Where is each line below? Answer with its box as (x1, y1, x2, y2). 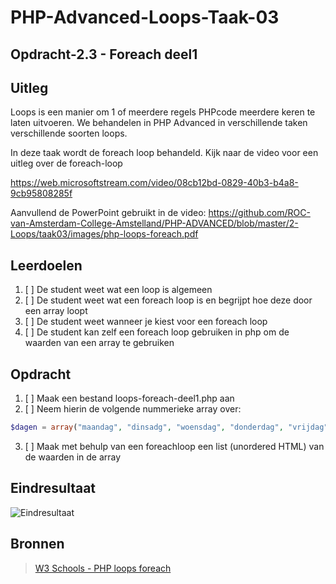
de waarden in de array (24, 451, 122, 463)
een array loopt (24, 305, 88, 317)
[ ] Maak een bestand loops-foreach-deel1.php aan (24, 392, 235, 405)
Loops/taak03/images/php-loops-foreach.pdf (10, 228, 199, 240)
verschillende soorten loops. (10, 127, 128, 140)
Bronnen (10, 536, 65, 553)
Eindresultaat (10, 480, 97, 497)
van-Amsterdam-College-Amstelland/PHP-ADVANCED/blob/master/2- (10, 217, 299, 230)
